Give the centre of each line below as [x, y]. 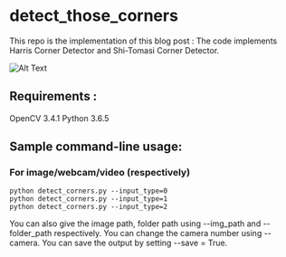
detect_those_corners [94, 16]
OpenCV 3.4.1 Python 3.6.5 [59, 118]
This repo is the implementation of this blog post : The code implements [143, 41]
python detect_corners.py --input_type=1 [89, 199]
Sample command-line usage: [96, 147]
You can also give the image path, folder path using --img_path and [135, 224]
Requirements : [53, 96]
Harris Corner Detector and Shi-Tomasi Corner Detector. [114, 50]
